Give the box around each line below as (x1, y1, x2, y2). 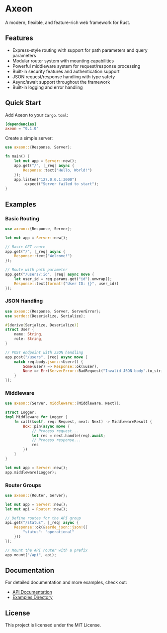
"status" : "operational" (23, 529, 75, 535)
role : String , (14, 336, 43, 341)
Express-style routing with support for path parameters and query (12, 47, 148, 53)
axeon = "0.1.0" (5, 126, 39, 131)
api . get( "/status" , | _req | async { (5, 520, 79, 525)
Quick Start (5, 99, 41, 107)
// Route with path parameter (5, 267, 68, 272)
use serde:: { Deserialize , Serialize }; (5, 314, 85, 318)
